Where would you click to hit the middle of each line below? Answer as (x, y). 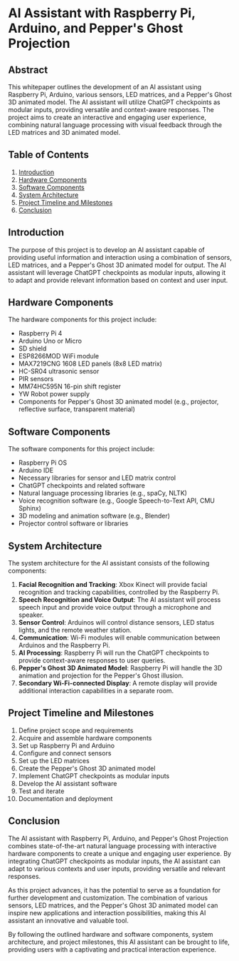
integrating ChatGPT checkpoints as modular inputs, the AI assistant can (115, 861)
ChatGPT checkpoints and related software (81, 485)
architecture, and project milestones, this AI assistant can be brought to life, (119, 942)
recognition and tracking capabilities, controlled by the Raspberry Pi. (119, 592)
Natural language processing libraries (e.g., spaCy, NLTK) (103, 493)
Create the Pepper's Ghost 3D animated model (87, 768)
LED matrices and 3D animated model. (64, 132)
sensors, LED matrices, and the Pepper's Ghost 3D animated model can (113, 905)
